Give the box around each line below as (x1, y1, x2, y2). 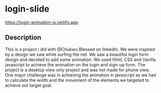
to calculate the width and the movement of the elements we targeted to (5, 77, 149, 83)
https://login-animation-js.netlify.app (5, 19, 79, 25)
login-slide (5, 3, 49, 15)
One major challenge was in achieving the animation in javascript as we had (5, 72, 156, 78)
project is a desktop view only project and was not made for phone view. (5, 67, 150, 73)
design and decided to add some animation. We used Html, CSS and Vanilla (5, 57, 156, 62)
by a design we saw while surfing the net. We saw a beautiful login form (5, 51, 149, 57)
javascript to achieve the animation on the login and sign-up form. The (5, 62, 145, 67)
